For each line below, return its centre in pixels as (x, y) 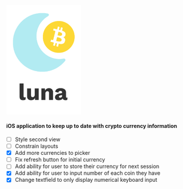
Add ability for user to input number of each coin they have (87, 173)
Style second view (38, 139)
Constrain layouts (36, 146)
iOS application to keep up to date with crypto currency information (92, 126)
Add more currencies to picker (52, 153)
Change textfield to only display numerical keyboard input (86, 180)
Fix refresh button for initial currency (60, 160)
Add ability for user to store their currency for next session (87, 166)
